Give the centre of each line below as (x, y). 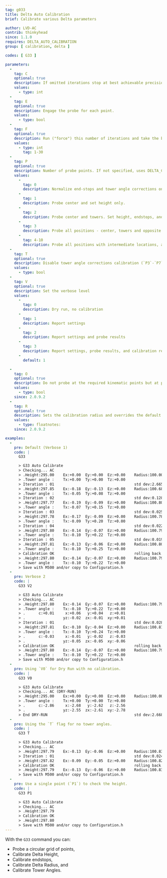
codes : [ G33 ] (21, 55)
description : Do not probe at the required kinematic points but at (86, 383)
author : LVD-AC (21, 28)
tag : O (21, 374)
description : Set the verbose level (52, 291)
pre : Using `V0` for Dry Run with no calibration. (68, 669)
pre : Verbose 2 (30, 577)
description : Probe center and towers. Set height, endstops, (89, 217)
